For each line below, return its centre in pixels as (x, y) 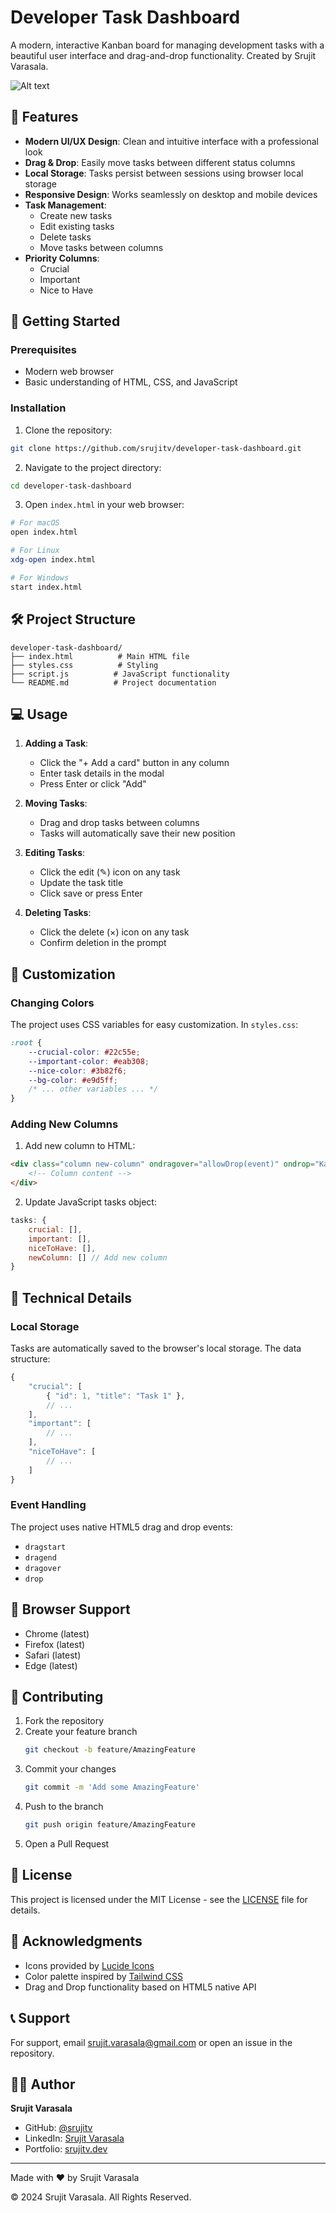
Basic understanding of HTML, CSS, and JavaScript (131, 382)
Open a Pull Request (67, 1844)
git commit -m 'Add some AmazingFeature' (112, 1787)
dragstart (45, 1547)
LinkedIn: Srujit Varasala (74, 2138)
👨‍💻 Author (43, 2084)
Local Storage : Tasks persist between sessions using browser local (164, 173)
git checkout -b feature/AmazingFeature (110, 1750)
